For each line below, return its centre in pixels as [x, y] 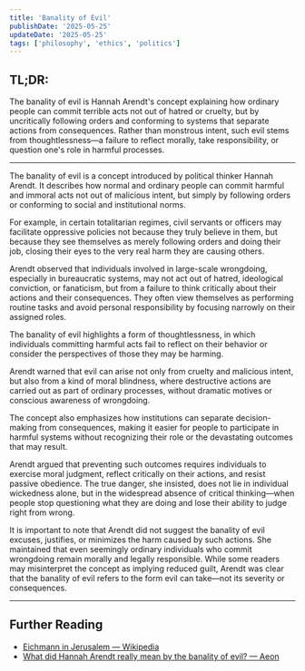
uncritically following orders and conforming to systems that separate [139, 121]
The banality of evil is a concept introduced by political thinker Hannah [142, 176]
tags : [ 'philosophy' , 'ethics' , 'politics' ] [95, 43]
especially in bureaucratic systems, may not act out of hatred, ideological [147, 278]
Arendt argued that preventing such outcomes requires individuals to [138, 464]
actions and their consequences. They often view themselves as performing [152, 298]
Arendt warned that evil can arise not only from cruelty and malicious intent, [152, 372]
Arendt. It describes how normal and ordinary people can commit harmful [147, 186]
